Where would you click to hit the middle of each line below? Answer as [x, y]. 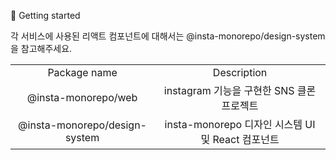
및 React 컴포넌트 [240, 139]
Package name [82, 72]
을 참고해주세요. [41, 48]
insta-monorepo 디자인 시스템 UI [240, 124]
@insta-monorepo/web [82, 97]
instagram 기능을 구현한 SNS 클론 [240, 90]
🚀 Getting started [45, 15]
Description [240, 72]
